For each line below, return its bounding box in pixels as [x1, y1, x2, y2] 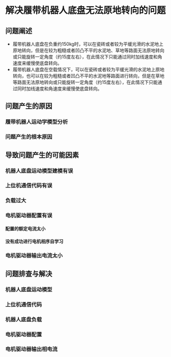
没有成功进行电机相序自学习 [5, 238, 64, 244]
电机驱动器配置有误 [5, 212, 52, 219]
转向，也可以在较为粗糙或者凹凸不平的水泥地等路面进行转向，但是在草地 [12, 73, 164, 79]
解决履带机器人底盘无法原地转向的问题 [5, 5, 166, 16]
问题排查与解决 [5, 269, 52, 278]
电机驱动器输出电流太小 [5, 252, 63, 259]
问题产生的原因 [5, 102, 52, 111]
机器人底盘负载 [5, 316, 42, 323]
